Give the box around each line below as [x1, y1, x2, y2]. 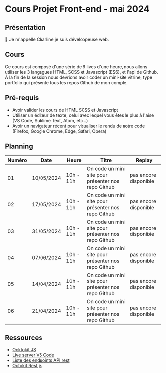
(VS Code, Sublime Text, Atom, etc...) [12, 117, 88, 123]
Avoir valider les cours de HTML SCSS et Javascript [12, 107, 118, 113]
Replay [135, 157, 153, 164]
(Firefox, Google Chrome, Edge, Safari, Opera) [12, 128, 107, 134]
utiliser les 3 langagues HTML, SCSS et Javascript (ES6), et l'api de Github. [5, 69, 158, 75]
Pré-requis [5, 94, 39, 102]
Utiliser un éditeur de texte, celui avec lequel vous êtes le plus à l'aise [12, 112, 154, 118]
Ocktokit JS [12, 347, 36, 353]
